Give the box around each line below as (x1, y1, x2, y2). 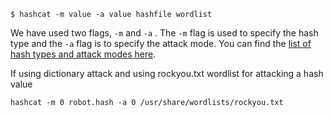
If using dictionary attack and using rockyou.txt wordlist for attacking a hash (10, 68, 324, 79)
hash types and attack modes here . (10, 48, 157, 60)
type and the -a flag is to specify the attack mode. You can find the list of (10, 38, 312, 49)
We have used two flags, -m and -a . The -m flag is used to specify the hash (10, 27, 319, 39)
